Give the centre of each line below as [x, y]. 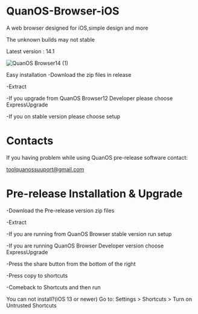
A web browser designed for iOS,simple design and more [77, 28]
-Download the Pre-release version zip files [60, 211]
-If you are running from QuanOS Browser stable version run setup [89, 234]
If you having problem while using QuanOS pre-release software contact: [97, 157]
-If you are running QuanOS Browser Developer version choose [85, 246]
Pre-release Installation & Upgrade [94, 194]
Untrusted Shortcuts [32, 305]
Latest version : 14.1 [30, 51]
